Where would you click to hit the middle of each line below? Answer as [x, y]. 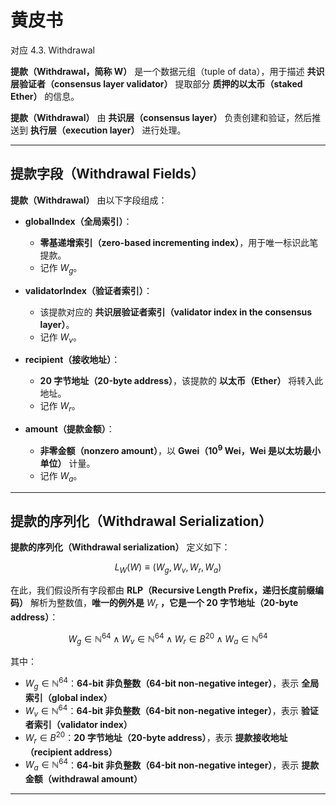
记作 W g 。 [61, 268]
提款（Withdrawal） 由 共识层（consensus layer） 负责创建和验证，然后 [161, 117]
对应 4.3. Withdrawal [52, 50]
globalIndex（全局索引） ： [78, 221]
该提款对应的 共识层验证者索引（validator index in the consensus [176, 312]
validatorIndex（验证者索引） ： [88, 290]
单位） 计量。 [67, 463]
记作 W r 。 [60, 407]
